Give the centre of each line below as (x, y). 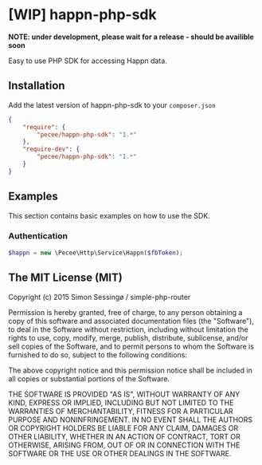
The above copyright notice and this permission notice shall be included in (130, 370)
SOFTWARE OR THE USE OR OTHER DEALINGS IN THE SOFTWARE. (120, 453)
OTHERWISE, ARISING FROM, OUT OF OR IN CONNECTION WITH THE (124, 445)
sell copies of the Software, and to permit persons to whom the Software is (131, 346)
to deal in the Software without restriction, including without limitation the (128, 329)
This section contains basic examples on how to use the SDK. (109, 215)
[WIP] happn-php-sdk (82, 15)
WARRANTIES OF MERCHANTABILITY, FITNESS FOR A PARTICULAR (121, 411)
